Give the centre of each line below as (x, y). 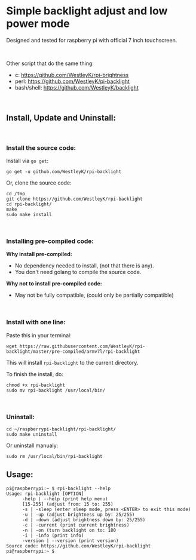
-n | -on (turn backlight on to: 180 (69, 530)
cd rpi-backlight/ (29, 204)
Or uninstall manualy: (32, 445)
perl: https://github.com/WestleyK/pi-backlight (72, 81)
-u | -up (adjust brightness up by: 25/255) (78, 515)
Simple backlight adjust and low (87, 11)
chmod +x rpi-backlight (36, 385)
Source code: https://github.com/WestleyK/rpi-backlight (79, 546)
